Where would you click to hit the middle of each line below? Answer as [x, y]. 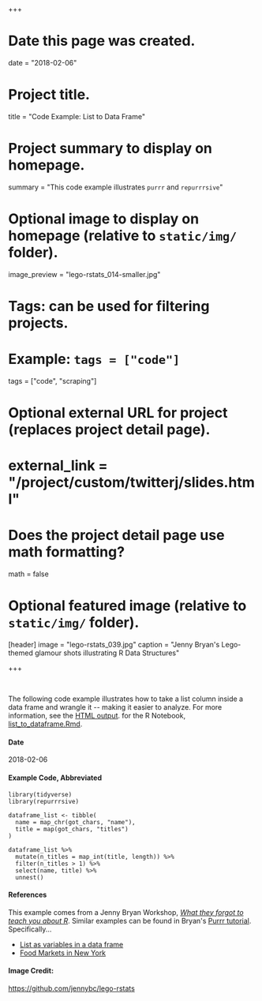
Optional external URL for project [118, 413]
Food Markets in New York [63, 953]
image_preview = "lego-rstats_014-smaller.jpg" [84, 274]
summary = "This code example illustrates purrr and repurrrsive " [116, 187]
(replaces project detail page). [109, 430]
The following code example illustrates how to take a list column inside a [125, 699]
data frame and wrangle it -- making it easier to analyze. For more [115, 707]
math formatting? [66, 552]
